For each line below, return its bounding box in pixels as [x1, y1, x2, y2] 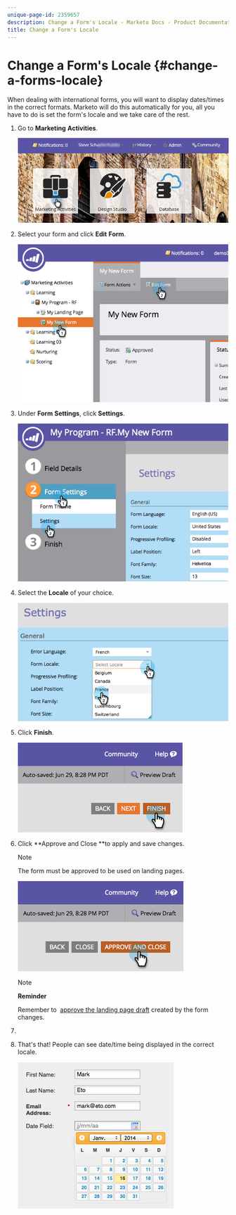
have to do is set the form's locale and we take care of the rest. [7, 110, 190, 119]
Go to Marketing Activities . [17, 124, 98, 133]
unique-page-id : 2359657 [7, 11, 80, 18]
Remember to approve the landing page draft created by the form [17, 1005, 209, 1014]
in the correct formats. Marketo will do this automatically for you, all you [7, 103, 216, 112]
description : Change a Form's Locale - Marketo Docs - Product [7, 18, 197, 26]
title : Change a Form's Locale [7, 26, 99, 33]
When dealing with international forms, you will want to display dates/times [7, 96, 225, 104]
